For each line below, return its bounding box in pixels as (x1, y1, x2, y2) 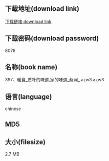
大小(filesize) (5, 138, 45, 146)
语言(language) (5, 92, 52, 101)
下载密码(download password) (5, 34, 99, 43)
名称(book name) (5, 63, 58, 71)
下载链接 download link (5, 19, 52, 24)
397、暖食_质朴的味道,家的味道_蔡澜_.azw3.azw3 (5, 77, 104, 83)
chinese (5, 106, 21, 112)
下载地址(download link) (5, 4, 80, 13)
